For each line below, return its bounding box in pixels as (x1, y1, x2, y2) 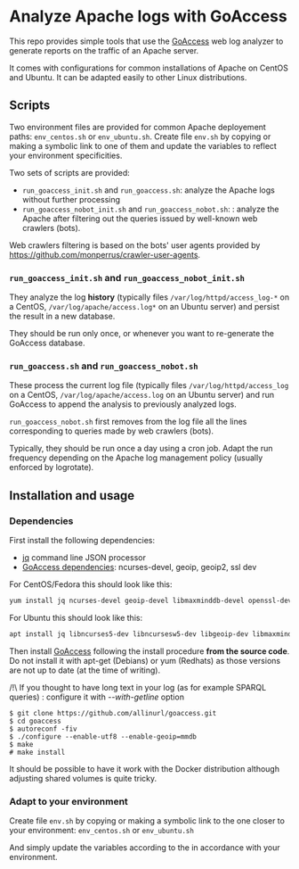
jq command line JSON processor (21, 552, 147, 563)
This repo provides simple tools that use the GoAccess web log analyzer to (9, 36, 284, 46)
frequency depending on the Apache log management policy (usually (9, 452, 263, 463)
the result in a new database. (9, 310, 116, 322)
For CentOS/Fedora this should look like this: (9, 579, 173, 590)
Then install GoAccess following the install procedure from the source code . (9, 645, 290, 657)
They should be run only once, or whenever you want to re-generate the (9, 328, 274, 339)
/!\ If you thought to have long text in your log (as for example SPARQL (9, 682, 267, 692)
